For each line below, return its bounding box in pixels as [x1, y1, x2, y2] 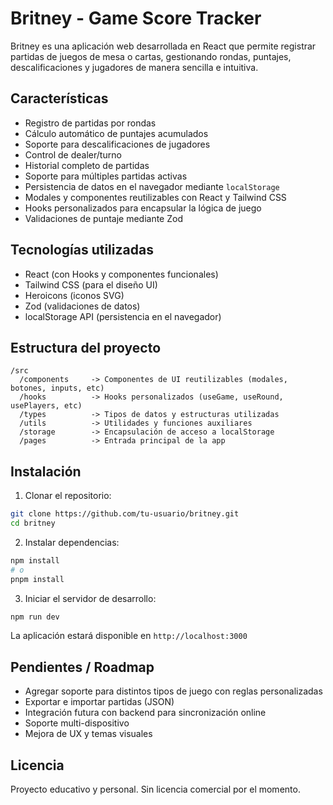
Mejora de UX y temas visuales [24, 728, 153, 740]
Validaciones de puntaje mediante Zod [24, 212, 183, 224]
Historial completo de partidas [24, 159, 150, 171]
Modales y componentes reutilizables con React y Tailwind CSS [24, 191, 287, 203]
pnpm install [10, 574, 65, 584]
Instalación [10, 463, 82, 480]
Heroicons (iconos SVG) [24, 289, 125, 301]
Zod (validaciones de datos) [24, 300, 141, 312]
